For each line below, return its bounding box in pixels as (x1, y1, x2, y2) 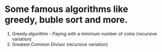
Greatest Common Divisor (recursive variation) (11, 41, 108, 47)
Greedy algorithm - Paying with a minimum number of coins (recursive (11, 30, 157, 36)
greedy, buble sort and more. (4, 14, 128, 25)
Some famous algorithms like (4, 3, 128, 15)
